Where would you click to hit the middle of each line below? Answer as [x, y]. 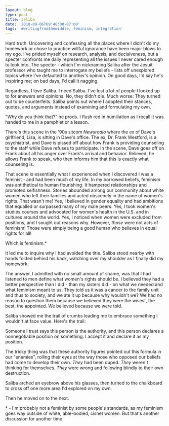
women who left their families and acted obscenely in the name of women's [84, 196]
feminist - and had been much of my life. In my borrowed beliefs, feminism [83, 180]
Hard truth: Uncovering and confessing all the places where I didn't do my [82, 43]
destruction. [18, 373]
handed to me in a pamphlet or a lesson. [47, 122]
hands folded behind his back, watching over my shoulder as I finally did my [85, 259]
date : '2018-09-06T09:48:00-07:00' [43, 24]
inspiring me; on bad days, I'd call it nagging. [52, 81]
